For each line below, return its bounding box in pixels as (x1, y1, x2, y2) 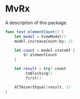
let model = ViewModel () (14, 34, 66, 39)
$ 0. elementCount (23, 52, 57, 58)
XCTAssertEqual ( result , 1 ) (14, 84, 71, 89)
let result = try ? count (14, 66, 66, 71)
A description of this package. (5, 20, 68, 26)
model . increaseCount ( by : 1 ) (14, 39, 73, 44)
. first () (23, 75, 42, 80)
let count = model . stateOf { (14, 48, 75, 53)
